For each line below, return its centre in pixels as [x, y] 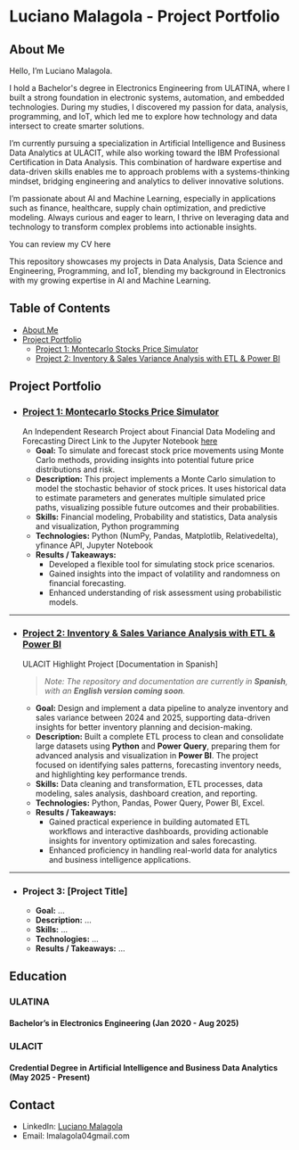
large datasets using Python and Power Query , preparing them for [158, 746]
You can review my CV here [60, 244]
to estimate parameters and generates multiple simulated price [150, 498]
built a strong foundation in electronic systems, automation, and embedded [147, 97]
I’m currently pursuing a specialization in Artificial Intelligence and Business [148, 143]
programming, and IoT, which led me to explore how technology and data [143, 116]
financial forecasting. [87, 583]
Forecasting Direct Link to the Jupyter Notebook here [120, 441]
